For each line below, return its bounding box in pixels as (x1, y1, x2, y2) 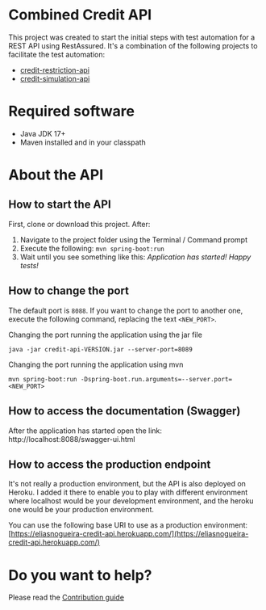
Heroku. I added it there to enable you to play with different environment (8, 487, 248, 498)
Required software (8, 103, 135, 120)
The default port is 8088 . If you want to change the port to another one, (8, 305, 243, 315)
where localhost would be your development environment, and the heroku (8, 496, 254, 506)
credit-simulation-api (19, 74, 90, 83)
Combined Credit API (8, 6, 152, 24)
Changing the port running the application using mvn (8, 360, 184, 369)
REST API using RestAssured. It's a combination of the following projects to (8, 40, 258, 50)
